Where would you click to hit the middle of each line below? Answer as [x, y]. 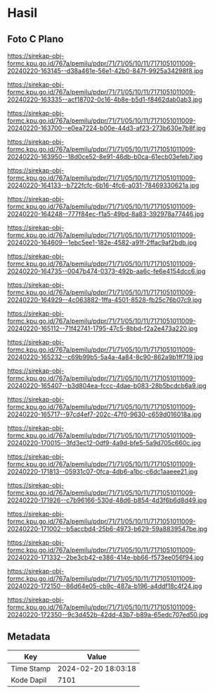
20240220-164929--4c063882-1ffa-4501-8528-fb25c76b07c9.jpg [105, 300]
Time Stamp [31, 669]
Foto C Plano [35, 39]
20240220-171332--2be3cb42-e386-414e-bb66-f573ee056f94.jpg [105, 557]
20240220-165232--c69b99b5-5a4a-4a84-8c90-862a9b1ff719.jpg [105, 357]
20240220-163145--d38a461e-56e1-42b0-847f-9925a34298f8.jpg [105, 71]
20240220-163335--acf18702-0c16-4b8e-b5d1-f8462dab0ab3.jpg [105, 99]
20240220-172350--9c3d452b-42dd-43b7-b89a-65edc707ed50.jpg [108, 615]
